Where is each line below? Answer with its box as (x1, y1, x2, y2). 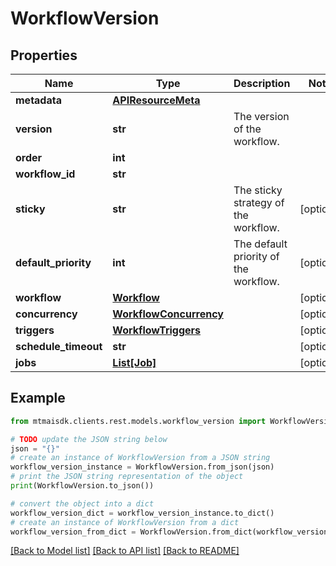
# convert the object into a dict (10, 498, 155, 509)
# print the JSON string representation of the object (10, 472, 244, 482)
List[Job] (112, 356, 157, 369)
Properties (10, 47, 78, 64)
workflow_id (15, 167, 76, 181)
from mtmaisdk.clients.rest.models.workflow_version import (10, 416, 267, 426)
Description (233, 77, 291, 90)
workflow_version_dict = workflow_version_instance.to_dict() (10, 508, 275, 518)
